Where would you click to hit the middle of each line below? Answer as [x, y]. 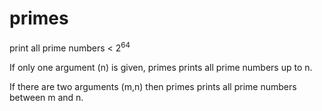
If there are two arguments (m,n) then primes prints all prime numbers [153, 86]
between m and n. [46, 97]
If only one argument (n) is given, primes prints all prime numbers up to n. [161, 67]
